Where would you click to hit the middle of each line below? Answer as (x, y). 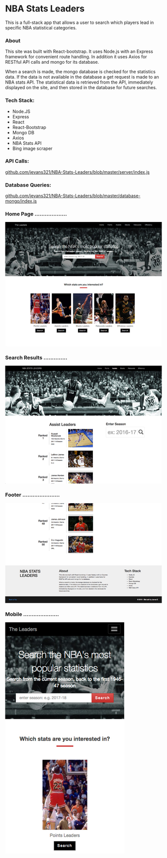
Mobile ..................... (32, 614)
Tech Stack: (20, 101)
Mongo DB (23, 132)
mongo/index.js (21, 201)
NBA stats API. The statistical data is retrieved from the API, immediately (79, 82)
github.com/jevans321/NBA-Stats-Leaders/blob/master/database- (73, 196)
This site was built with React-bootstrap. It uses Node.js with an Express (79, 52)
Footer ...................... (33, 495)
